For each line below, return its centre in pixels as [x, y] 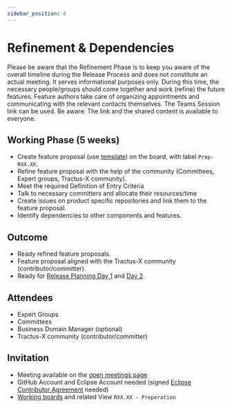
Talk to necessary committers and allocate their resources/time [107, 194]
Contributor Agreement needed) [63, 389]
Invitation [28, 358]
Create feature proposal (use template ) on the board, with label [107, 157]
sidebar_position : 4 [37, 13]
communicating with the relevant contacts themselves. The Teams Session [114, 104]
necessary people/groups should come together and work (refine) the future [116, 89]
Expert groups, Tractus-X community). [72, 179]
